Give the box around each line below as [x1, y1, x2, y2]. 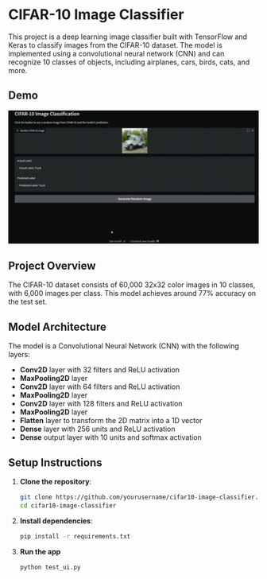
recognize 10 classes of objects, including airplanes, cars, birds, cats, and [8, 57, 250, 67]
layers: [8, 350, 30, 359]
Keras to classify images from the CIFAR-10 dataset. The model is [8, 40, 222, 49]
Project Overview [8, 258, 96, 272]
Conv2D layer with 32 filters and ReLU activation [19, 365, 180, 375]
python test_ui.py [19, 563, 81, 571]
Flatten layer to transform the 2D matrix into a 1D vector [19, 416, 203, 426]
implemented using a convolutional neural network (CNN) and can [8, 49, 225, 58]
